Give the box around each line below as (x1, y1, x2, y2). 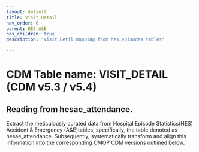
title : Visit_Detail (6, 14, 58, 20)
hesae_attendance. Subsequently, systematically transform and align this (6, 133, 187, 139)
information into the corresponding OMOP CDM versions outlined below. (6, 139, 185, 146)
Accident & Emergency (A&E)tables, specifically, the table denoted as (6, 126, 178, 133)
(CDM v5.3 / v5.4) (6, 80, 97, 94)
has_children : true (6, 31, 55, 37)
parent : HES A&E (6, 25, 47, 32)
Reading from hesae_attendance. (6, 104, 133, 114)
